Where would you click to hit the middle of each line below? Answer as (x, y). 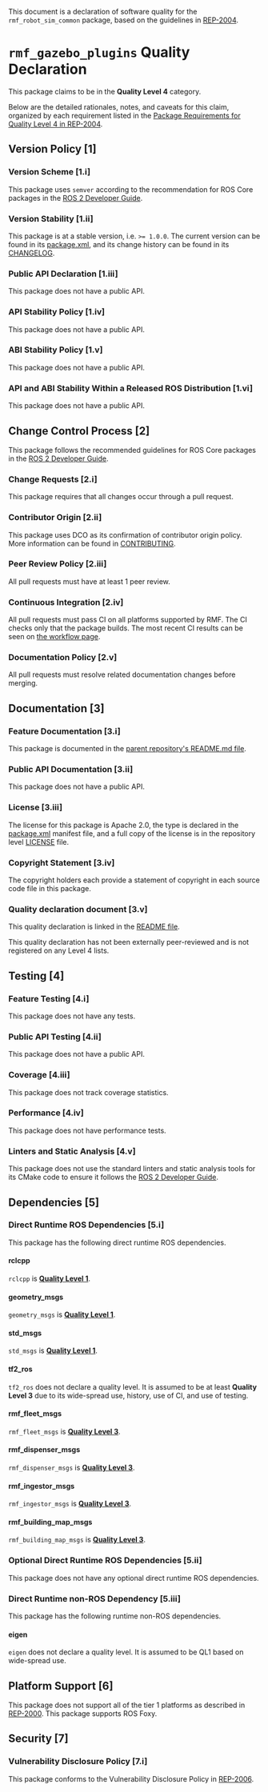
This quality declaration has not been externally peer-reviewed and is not (129, 942)
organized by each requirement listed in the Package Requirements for (125, 115)
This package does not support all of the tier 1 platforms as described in (127, 1705)
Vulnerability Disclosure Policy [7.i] (78, 1762)
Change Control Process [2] (79, 431)
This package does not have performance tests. (87, 1130)
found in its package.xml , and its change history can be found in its (119, 244)
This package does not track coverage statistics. (89, 1092)
